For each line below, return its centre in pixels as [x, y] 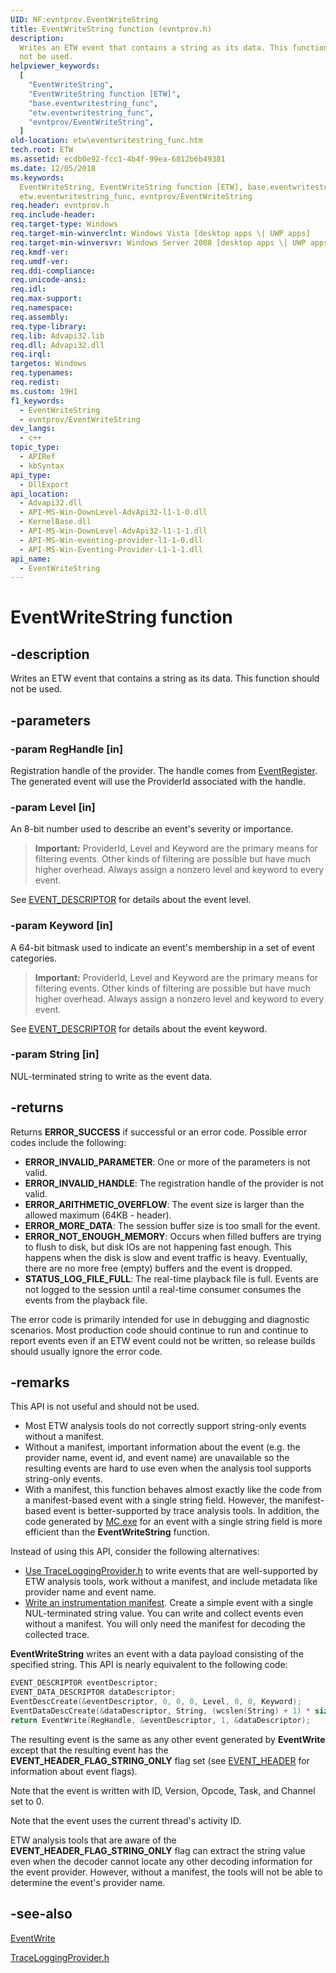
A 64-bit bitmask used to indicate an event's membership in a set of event [163, 947]
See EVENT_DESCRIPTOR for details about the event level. [131, 900]
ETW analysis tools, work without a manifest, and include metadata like [171, 1582]
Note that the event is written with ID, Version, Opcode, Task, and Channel [163, 1790]
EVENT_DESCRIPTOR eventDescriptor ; [84, 1683]
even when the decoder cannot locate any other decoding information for [161, 1861]
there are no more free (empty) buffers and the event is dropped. [158, 1268]
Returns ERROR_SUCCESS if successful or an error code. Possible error [159, 1132]
